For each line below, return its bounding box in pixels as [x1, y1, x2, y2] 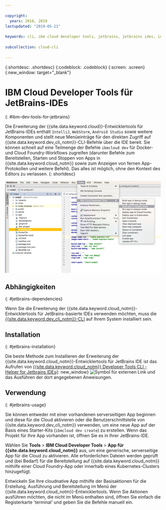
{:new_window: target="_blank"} [5, 69, 72, 75]
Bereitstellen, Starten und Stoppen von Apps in [5, 155, 100, 161]
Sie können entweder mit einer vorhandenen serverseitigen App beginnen [5, 411, 156, 417]
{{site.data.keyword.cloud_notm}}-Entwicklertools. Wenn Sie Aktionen [5, 489, 148, 495]
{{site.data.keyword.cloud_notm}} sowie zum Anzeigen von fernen [5, 160, 141, 166]
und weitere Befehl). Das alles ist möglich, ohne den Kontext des [29, 165, 161, 171]
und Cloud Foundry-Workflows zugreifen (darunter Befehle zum [5, 149, 135, 156]
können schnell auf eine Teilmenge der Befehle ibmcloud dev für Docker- [5, 144, 153, 150]
